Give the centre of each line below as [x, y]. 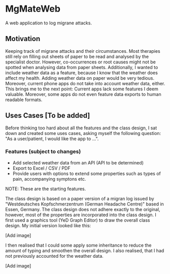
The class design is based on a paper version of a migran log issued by [80, 198]
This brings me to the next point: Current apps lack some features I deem [82, 89]
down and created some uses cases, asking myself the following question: [83, 133]
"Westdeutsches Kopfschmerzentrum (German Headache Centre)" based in [84, 204]
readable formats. [24, 99]
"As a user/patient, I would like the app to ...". [52, 139]
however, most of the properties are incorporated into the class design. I [81, 215]
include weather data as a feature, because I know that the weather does [82, 73]
